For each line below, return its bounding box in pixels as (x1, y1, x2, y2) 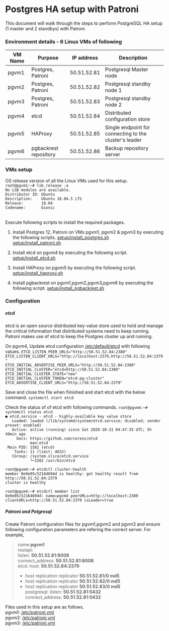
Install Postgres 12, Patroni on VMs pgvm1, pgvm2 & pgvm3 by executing (12, 229, 164, 235)
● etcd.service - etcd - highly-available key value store (5, 414, 132, 419)
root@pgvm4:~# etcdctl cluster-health (5, 467, 87, 472)
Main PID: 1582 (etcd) (7, 445, 55, 450)
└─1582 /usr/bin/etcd (30, 458, 75, 463)
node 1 (105, 87, 122, 94)
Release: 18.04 (5, 201, 53, 206)
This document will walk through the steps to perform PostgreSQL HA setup (5, 20, 162, 26)
